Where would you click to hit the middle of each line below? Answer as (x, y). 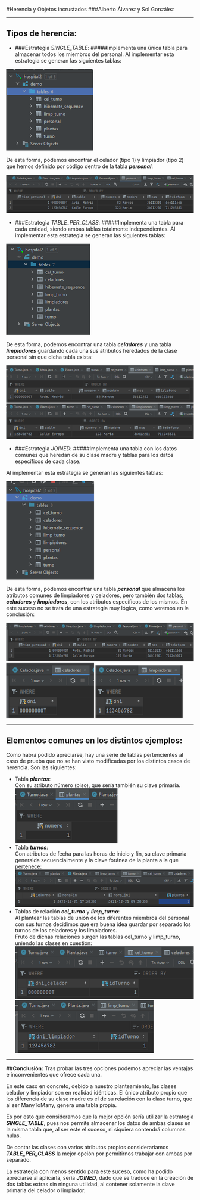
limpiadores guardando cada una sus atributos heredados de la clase (92, 351)
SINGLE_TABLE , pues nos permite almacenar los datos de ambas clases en (99, 1123)
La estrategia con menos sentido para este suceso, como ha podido (90, 1171)
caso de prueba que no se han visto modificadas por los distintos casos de (98, 761)
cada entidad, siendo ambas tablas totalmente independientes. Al (95, 229)
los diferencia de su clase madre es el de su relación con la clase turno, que (99, 1099)
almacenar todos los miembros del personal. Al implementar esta (94, 54)
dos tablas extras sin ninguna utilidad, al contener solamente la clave (90, 1184)
